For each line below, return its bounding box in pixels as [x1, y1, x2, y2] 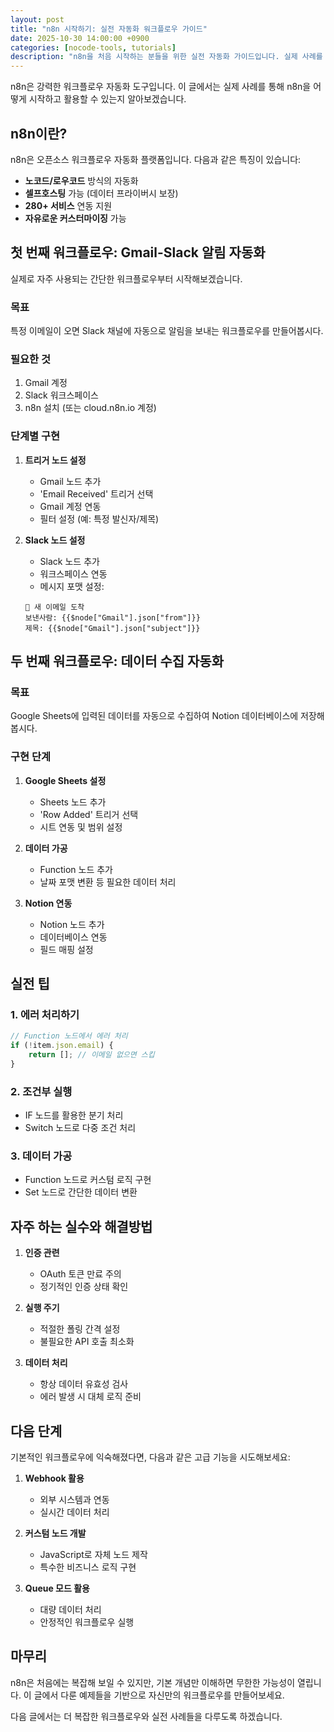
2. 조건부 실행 [10, 1084, 73, 1098]
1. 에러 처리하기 [10, 1007, 80, 1021]
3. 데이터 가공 [10, 1149, 73, 1163]
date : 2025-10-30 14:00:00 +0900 [10, 33, 150, 43]
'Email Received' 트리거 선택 [39, 487, 154, 500]
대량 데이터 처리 [39, 1604, 102, 1616]
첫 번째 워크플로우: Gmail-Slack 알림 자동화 [10, 244, 266, 261]
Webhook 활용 [24, 1472, 85, 1485]
